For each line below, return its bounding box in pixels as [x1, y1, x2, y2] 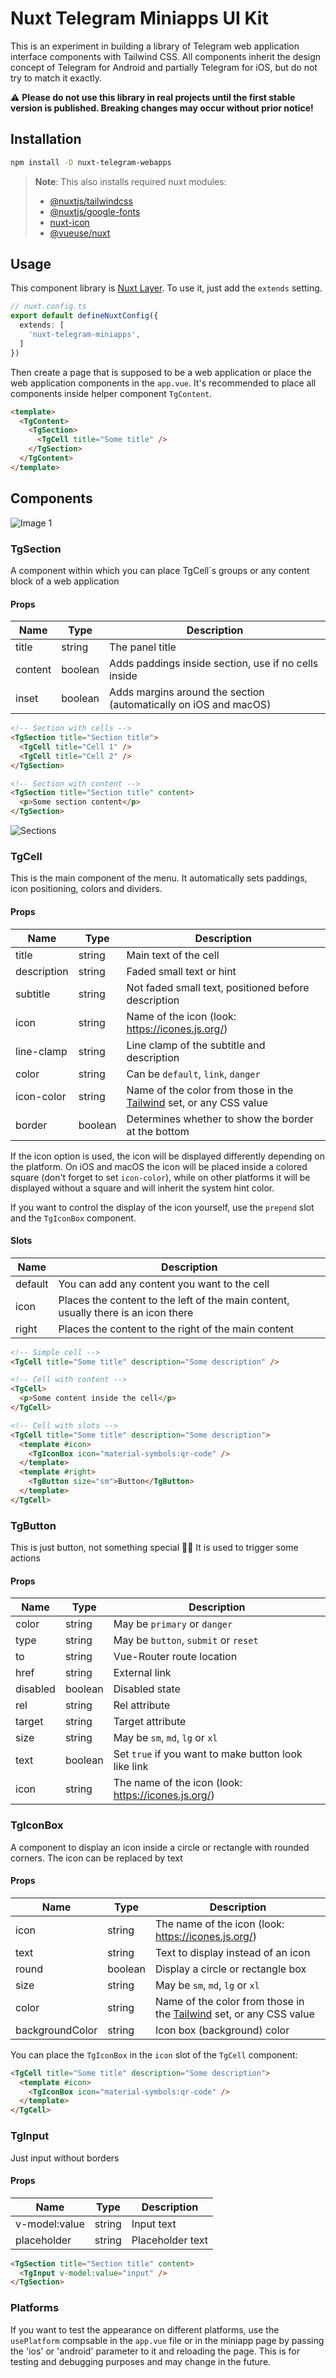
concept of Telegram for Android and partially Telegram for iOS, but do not [10, 61, 318, 73]
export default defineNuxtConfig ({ [10, 311, 159, 321]
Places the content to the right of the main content [58, 1322, 294, 1336]
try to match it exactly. [10, 72, 103, 84]
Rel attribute [113, 1698, 171, 1712]
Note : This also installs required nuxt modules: [34, 175, 227, 187]
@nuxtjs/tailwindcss [49, 195, 133, 207]
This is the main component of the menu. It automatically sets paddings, [10, 872, 308, 884]
